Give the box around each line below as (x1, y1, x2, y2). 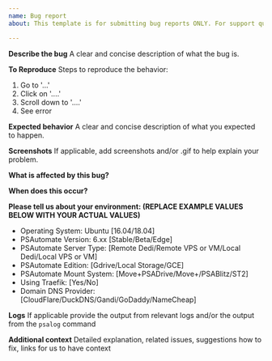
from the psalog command (8, 319, 96, 329)
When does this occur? (8, 185, 88, 195)
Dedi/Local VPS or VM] (19, 252, 98, 261)
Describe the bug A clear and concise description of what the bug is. (8, 49, 240, 58)
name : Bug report (8, 11, 67, 20)
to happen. (8, 130, 45, 140)
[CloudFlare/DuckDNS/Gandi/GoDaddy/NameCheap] (19, 295, 197, 304)
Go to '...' (19, 80, 50, 90)
